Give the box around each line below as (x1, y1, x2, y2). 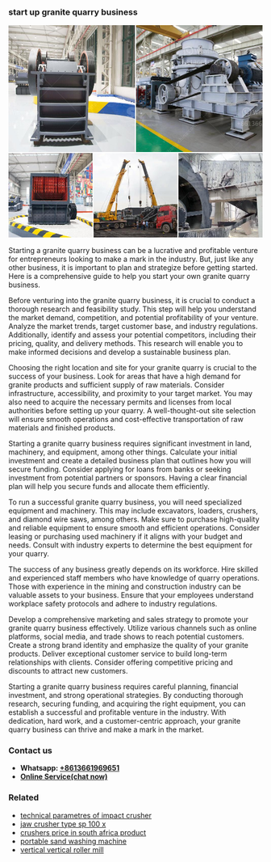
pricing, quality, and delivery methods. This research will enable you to (8, 338, 244, 348)
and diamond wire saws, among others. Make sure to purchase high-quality (8, 514, 260, 524)
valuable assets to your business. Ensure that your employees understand (8, 589, 254, 600)
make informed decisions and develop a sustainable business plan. (8, 347, 231, 357)
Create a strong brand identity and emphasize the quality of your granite (8, 640, 248, 649)
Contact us (8, 745, 52, 756)
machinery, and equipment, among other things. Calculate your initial (8, 447, 238, 457)
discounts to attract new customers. (8, 666, 128, 675)
